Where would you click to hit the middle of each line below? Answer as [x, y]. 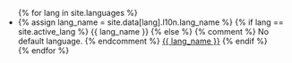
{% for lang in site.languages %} [77, 13]
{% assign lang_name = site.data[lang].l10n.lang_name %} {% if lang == [150, 22]
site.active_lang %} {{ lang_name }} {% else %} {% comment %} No [143, 31]
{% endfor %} [43, 51]
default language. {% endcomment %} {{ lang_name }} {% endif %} [143, 41]
